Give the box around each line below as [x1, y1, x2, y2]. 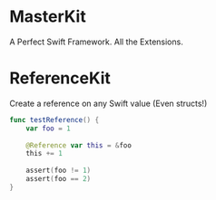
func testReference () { [9, 115, 100, 124]
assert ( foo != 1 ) [25, 166, 92, 176]
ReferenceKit [9, 68, 112, 89]
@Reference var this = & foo [25, 140, 132, 150]
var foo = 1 [25, 124, 71, 133]
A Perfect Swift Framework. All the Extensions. [9, 36, 183, 47]
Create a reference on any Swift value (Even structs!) [9, 98, 208, 109]
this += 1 [25, 149, 64, 158]
